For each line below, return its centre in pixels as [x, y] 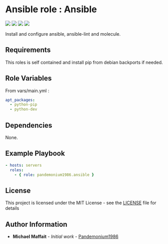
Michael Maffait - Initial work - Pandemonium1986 [65, 237]
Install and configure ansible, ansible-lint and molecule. [63, 34]
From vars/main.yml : [27, 91]
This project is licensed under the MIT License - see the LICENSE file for [81, 203]
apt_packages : [20, 100]
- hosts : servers [24, 165]
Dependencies [29, 125]
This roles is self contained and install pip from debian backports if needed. [84, 62]
